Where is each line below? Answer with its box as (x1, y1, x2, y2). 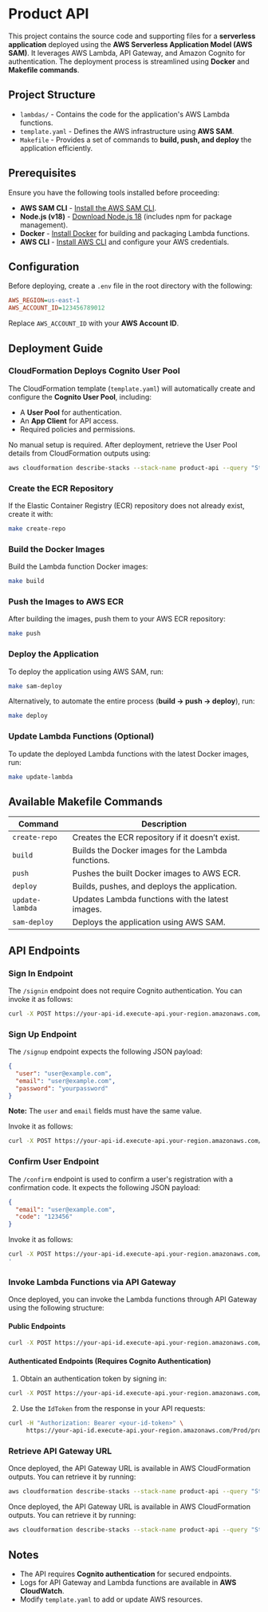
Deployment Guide (8, 341, 104, 355)
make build (8, 577, 45, 585)
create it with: (8, 509, 53, 518)
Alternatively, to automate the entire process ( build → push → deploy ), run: (8, 696, 255, 706)
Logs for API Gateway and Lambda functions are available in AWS (19, 1577, 237, 1587)
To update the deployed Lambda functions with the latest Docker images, (8, 749, 250, 759)
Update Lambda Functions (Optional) (8, 731, 155, 742)
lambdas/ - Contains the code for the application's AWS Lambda (19, 109, 230, 119)
